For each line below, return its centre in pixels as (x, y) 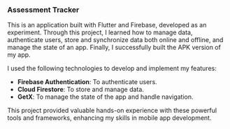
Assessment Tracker (43, 10)
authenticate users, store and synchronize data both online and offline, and (115, 40)
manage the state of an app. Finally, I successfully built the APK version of (114, 48)
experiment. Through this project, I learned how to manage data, (100, 32)
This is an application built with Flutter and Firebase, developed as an (107, 25)
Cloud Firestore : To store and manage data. (81, 90)
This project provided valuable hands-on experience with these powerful (112, 111)
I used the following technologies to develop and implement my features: (112, 69)
